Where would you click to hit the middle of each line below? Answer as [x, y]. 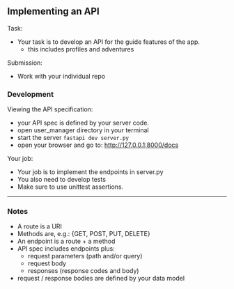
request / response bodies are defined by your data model [101, 279]
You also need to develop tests [62, 180]
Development [31, 94]
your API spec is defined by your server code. [83, 123]
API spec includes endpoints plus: [66, 249]
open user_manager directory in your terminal [83, 130]
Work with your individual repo [61, 76]
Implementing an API [53, 11]
